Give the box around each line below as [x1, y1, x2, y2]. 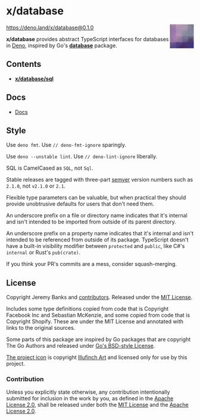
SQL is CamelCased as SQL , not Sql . [6, 164, 93, 171]
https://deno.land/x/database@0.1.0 [6, 24, 94, 31]
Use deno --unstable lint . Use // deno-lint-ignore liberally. [6, 153, 158, 160]
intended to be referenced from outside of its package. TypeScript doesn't [6, 236, 189, 243]
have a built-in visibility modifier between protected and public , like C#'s [6, 243, 185, 250]
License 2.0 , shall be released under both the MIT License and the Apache [6, 401, 189, 409]
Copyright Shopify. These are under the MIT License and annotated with [6, 318, 183, 325]
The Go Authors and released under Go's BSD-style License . [6, 342, 155, 350]
